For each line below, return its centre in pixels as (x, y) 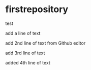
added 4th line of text (28, 62)
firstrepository (37, 9)
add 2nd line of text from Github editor (45, 43)
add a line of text (23, 33)
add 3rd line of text (25, 53)
